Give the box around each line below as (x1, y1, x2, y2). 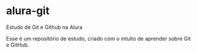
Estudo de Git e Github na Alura (6, 24, 83, 31)
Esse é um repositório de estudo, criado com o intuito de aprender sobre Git (6, 35, 191, 42)
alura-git (6, 4, 50, 18)
